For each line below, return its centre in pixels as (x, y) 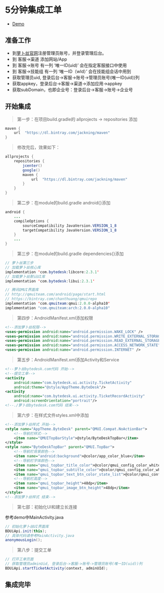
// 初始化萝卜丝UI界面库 (27, 526)
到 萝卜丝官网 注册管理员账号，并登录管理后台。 (59, 53)
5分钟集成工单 (33, 10)
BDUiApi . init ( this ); (26, 531)
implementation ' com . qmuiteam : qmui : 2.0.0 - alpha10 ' (58, 304)
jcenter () (32, 166)
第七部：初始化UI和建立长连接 (47, 507)
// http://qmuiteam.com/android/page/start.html (55, 295)
